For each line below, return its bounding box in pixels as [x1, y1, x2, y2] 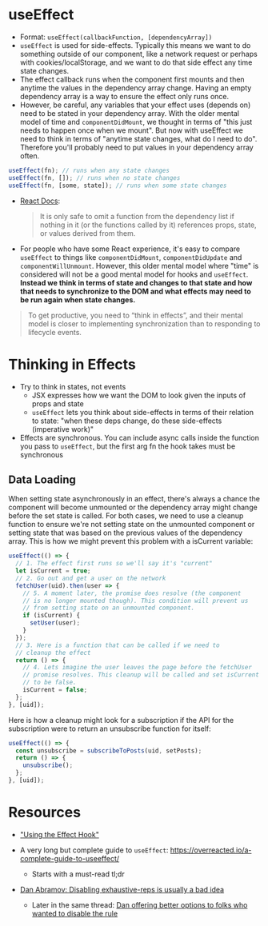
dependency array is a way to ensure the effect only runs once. [19, 91, 230, 101]
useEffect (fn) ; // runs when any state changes [8, 166, 170, 174]
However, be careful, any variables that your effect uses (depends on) [19, 100, 251, 110]
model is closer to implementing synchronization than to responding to [27, 318, 261, 329]
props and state [31, 398, 84, 409]
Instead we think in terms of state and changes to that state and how [19, 277, 253, 287]
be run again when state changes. [19, 294, 136, 305]
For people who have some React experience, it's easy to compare [19, 244, 241, 253]
